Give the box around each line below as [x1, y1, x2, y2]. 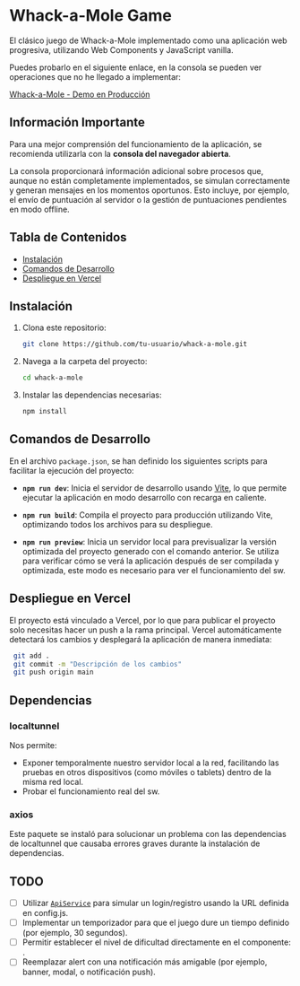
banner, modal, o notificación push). [21, 966, 157, 978]
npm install [21, 407, 67, 416]
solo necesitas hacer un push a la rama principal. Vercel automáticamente [9, 624, 282, 635]
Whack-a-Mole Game [9, 5, 172, 26]
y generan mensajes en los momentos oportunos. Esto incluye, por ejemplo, [9, 185, 290, 196]
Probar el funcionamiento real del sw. [21, 786, 160, 797]
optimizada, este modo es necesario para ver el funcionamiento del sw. [21, 564, 287, 575]
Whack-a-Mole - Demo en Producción [9, 89, 150, 100]
